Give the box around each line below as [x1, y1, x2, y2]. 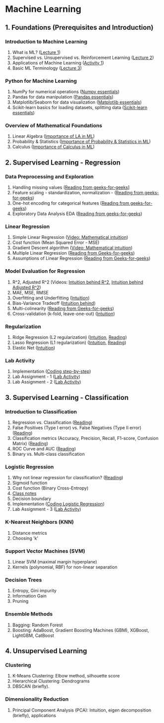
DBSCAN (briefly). [12, 683, 50, 689]
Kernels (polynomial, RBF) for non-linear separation [12, 564, 117, 570]
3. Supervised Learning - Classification [5, 393, 129, 402]
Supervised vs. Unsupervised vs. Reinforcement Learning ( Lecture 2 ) [12, 55, 155, 60]
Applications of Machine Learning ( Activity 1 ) [12, 59, 104, 65]
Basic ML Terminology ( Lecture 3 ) [12, 65, 82, 71]
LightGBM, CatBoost [12, 632, 55, 638]
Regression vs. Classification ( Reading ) [12, 420, 93, 426]
